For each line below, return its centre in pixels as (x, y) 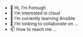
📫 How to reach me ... (33, 29)
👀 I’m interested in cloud (35, 13)
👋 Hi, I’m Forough (28, 8)
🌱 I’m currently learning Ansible (43, 18)
